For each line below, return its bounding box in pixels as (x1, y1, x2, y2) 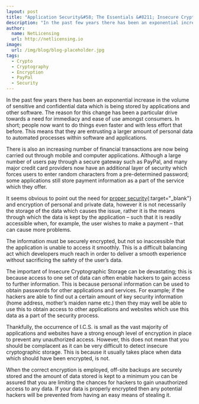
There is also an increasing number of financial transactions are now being (6, 146, 188, 153)
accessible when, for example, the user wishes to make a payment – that (6, 220, 184, 227)
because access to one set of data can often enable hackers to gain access (6, 274, 191, 281)
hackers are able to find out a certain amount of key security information (6, 293, 183, 300)
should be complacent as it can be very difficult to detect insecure (6, 342, 168, 349)
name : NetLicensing (11, 31, 60, 37)
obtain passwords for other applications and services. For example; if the (6, 287, 185, 293)
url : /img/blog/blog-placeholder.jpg (11, 47, 105, 53)
